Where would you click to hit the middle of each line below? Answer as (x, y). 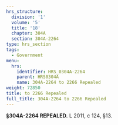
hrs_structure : (25, 11)
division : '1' (28, 17)
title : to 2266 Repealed (36, 93)
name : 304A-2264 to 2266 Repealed (59, 83)
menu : (13, 60)
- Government (27, 55)
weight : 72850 (23, 88)
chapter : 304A (28, 33)
